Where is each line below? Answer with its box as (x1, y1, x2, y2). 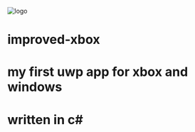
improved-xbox (7, 32, 101, 48)
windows (7, 79, 63, 95)
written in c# (7, 111, 83, 128)
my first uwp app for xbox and (7, 64, 189, 80)
